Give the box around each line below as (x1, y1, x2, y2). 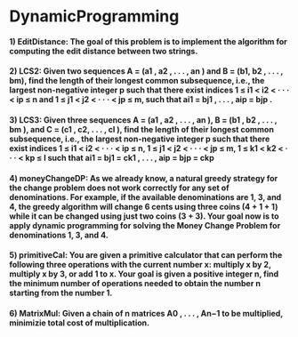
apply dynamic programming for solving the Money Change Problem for (9, 220, 281, 230)
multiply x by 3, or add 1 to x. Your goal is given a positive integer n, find (9, 269, 279, 279)
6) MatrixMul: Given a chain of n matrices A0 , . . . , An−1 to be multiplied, (9, 308, 283, 318)
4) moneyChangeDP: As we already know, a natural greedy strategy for (9, 173, 278, 183)
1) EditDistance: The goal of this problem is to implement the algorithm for (9, 36, 287, 46)
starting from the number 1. (9, 287, 113, 299)
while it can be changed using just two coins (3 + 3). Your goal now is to (9, 211, 279, 221)
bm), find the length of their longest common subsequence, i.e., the (9, 76, 265, 86)
